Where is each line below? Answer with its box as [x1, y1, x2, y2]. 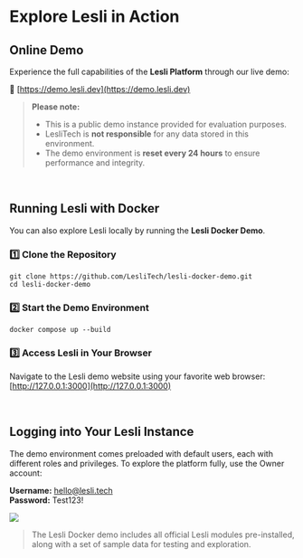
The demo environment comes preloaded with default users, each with [9, 448, 274, 459]
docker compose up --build [9, 326, 111, 335]
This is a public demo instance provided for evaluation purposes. [44, 119, 288, 129]
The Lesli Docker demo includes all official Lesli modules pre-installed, [31, 529, 296, 540]
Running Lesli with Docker [9, 201, 160, 216]
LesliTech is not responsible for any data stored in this [44, 128, 250, 139]
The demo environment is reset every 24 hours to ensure [44, 147, 260, 158]
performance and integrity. [44, 157, 146, 168]
